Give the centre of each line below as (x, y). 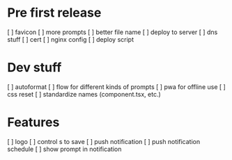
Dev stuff (34, 68)
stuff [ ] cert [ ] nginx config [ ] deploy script (71, 39)
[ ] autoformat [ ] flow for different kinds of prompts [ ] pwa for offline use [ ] (117, 87)
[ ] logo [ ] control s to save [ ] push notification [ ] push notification (104, 141)
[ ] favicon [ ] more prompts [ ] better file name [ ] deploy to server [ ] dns (113, 32)
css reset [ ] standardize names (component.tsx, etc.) (84, 94)
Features (33, 122)
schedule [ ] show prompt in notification (64, 149)
